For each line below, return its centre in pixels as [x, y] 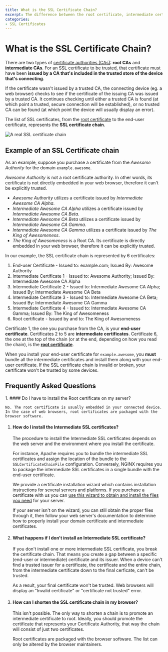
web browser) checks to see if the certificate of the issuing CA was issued [82, 94]
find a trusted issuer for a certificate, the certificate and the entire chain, [87, 565]
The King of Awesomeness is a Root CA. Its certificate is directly [78, 241]
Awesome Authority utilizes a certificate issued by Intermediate [77, 198]
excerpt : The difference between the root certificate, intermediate [79, 15]
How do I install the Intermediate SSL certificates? [65, 427]
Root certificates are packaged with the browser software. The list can [85, 639]
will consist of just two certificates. [48, 629]
